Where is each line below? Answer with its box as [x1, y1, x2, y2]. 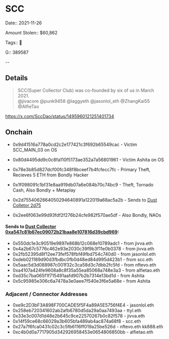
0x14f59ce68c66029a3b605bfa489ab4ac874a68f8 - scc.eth [12, 318, 141, 324]
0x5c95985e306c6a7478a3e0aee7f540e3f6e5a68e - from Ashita [12, 278, 151, 284]
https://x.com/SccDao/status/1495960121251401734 [5, 113, 114, 119]
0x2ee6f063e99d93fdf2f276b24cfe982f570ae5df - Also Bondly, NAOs [12, 212, 161, 218]
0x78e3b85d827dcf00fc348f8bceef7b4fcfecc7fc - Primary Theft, [12, 166, 151, 172]
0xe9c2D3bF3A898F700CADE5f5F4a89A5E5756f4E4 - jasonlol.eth [12, 302, 154, 308]
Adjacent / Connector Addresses [5, 290, 88, 297]
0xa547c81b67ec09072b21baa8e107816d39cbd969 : [5, 229, 119, 235]
